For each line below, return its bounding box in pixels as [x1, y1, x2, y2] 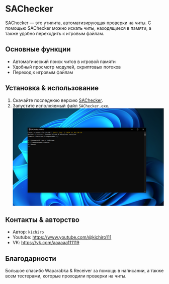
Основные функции [5, 45, 71, 53]
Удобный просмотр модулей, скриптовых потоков [12, 64, 121, 70]
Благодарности [5, 254, 56, 263]
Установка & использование [5, 84, 99, 92]
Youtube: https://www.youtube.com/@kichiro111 [12, 234, 112, 240]
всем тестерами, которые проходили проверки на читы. [5, 273, 127, 279]
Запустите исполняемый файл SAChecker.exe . [12, 102, 110, 108]
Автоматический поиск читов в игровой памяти [12, 59, 116, 65]
